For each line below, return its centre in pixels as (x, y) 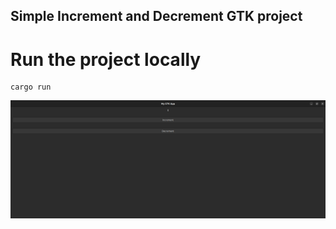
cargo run (31, 87)
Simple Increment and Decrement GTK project (156, 16)
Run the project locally (106, 59)
